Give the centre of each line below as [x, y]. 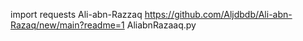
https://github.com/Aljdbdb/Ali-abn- [218, 14]
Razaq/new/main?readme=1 [67, 25]
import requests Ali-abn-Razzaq [76, 14]
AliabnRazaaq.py [161, 25]
